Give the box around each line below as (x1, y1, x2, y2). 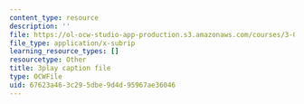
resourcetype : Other (9, 55, 88, 64)
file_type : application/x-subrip (9, 38, 136, 48)
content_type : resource (9, 13, 100, 23)
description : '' (9, 22, 71, 31)
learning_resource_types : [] (9, 47, 119, 56)
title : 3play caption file (9, 64, 111, 73)
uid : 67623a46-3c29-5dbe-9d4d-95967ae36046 (9, 80, 176, 90)
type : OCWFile (9, 72, 63, 81)
